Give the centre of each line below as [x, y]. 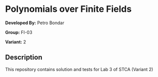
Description [24, 58]
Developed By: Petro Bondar [35, 23]
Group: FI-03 [19, 32]
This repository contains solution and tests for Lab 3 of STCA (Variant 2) [79, 69]
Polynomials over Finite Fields [69, 9]
